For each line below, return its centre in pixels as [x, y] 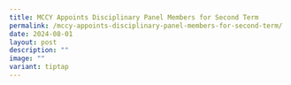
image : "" [27, 58]
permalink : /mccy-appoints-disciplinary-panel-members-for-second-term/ [146, 26]
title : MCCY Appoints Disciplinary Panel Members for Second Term [134, 17]
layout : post [33, 42]
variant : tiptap [39, 67]
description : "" [39, 50]
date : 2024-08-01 [41, 34]
